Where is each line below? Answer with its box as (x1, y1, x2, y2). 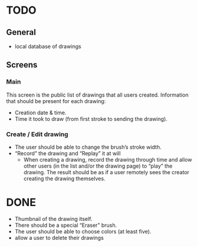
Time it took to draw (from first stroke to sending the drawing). (14, 115, 168, 122)
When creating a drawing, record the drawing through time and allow (23, 156, 193, 163)
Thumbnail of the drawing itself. (14, 215, 93, 222)
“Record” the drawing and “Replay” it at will (14, 149, 121, 157)
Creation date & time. (14, 109, 67, 116)
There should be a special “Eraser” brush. (14, 222, 117, 229)
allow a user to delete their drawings (14, 234, 104, 241)
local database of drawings (14, 43, 82, 50)
